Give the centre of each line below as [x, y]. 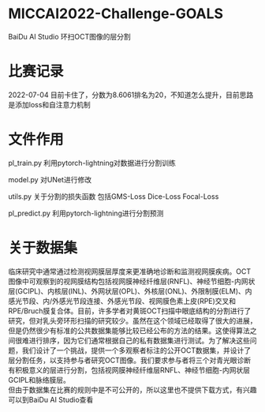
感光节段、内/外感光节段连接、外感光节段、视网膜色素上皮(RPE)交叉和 [122, 301]
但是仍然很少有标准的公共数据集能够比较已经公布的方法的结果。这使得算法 [129, 330]
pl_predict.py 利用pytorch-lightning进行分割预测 [86, 213]
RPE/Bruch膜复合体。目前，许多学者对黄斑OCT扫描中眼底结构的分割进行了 [130, 311]
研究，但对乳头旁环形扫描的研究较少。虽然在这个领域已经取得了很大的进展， [132, 320]
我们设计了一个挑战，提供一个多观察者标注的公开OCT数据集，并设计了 [136, 350]
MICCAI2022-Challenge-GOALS [116, 14]
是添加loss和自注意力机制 [49, 104]
